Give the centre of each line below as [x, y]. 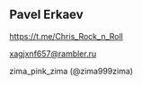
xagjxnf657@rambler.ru [53, 54]
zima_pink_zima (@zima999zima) [71, 71]
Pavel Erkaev [46, 15]
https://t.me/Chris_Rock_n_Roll [67, 36]
